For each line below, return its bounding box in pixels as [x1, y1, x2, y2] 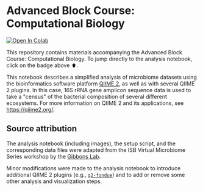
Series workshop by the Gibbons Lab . [6, 153, 101, 160]
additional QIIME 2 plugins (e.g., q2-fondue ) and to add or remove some [6, 171, 185, 178]
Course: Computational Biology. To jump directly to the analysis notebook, [6, 55, 193, 62]
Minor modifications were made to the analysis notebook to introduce [6, 164, 181, 171]
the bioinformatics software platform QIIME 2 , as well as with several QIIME [6, 80, 195, 87]
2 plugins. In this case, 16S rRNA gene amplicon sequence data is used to [6, 86, 191, 93]
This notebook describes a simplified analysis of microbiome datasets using [6, 73, 197, 81]
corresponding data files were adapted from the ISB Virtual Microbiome [6, 146, 186, 153]
